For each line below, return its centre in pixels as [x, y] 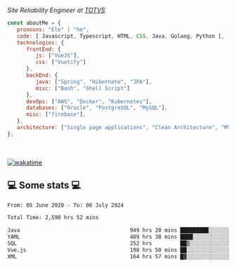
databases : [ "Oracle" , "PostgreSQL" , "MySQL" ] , [97, 108]
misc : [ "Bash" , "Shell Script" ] [83, 88]
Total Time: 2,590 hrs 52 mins [53, 218]
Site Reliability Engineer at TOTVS [56, 10]
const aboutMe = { [34, 23]
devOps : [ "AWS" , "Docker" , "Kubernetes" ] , [89, 101]
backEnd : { [42, 75]
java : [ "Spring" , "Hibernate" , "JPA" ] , [94, 82]
